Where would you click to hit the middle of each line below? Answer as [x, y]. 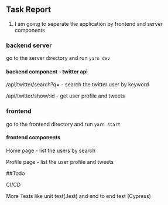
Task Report [29, 10]
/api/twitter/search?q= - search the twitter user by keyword [78, 85]
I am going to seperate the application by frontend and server [88, 23]
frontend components [33, 137]
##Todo [16, 173]
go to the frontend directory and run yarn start [64, 124]
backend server [29, 45]
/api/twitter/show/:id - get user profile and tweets [66, 96]
